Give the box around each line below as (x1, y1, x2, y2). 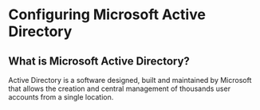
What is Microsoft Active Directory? (8, 54, 190, 68)
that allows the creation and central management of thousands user (8, 84, 231, 93)
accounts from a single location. (8, 92, 114, 101)
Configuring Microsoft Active (8, 6, 206, 24)
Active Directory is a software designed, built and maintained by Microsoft (8, 76, 252, 84)
